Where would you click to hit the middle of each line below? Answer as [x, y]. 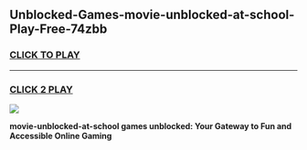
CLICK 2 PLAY [41, 89]
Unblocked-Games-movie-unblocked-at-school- [152, 15]
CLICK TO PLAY [45, 55]
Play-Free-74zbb [58, 30]
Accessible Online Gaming [61, 135]
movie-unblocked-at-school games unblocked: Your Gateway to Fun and [151, 125]
